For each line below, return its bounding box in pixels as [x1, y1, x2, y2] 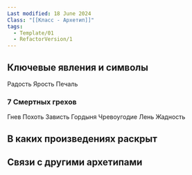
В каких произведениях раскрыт [7, 133, 157, 145]
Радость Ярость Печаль [7, 80, 78, 88]
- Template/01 [13, 29, 54, 37]
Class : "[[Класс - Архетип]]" [7, 17, 95, 24]
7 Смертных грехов [7, 97, 77, 107]
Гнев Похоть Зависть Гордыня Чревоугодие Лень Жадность [7, 113, 186, 121]
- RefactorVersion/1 [13, 36, 73, 43]
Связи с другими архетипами [7, 156, 143, 168]
